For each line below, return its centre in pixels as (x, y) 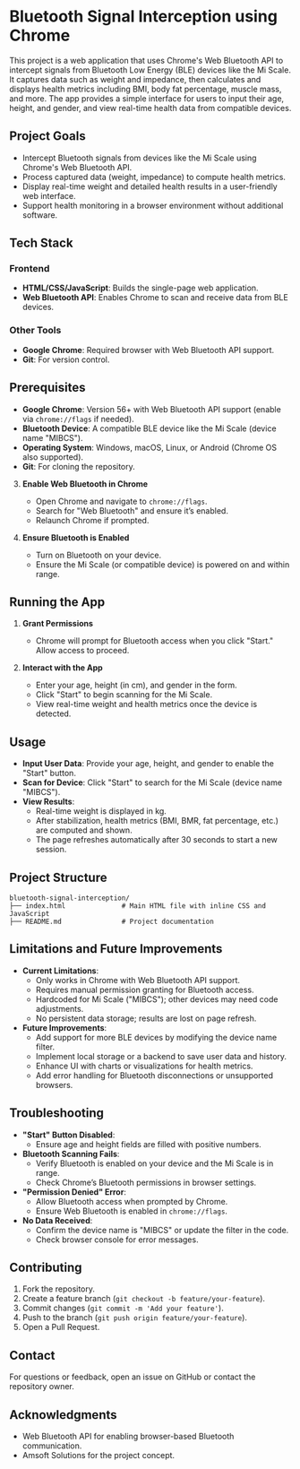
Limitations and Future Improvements (116, 949)
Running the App (57, 602)
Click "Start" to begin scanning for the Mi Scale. (124, 695)
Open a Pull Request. (61, 1327)
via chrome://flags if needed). (78, 419)
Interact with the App (62, 668)
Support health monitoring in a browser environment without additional (153, 205)
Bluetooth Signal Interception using (143, 17)
